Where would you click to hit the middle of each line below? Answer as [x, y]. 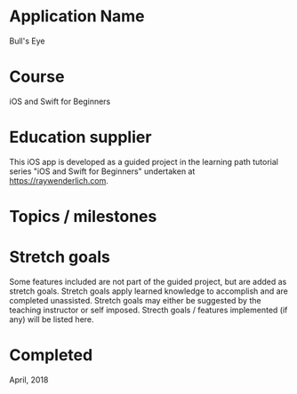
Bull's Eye [27, 41]
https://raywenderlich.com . [59, 180]
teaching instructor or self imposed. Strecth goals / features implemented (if [148, 310]
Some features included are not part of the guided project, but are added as [148, 281]
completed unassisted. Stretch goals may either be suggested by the [135, 300]
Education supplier [80, 137]
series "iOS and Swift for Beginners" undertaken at [102, 171]
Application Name [77, 16]
